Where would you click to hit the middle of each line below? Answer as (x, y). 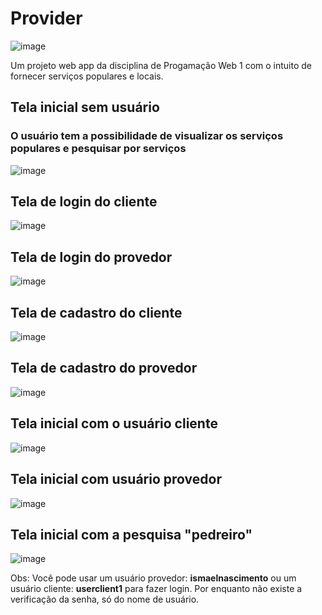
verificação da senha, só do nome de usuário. (105, 599)
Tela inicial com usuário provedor (116, 479)
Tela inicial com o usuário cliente (114, 423)
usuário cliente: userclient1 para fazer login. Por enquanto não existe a (156, 589)
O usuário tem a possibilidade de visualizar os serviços (147, 136)
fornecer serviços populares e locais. (87, 76)
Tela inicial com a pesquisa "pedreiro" (131, 534)
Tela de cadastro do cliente (96, 312)
